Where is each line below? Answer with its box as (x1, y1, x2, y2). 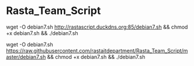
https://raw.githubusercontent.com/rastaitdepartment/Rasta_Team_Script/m (6, 47, 188, 54)
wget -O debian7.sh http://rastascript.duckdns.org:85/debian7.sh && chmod (6, 23, 188, 30)
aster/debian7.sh (6, 53, 46, 60)
